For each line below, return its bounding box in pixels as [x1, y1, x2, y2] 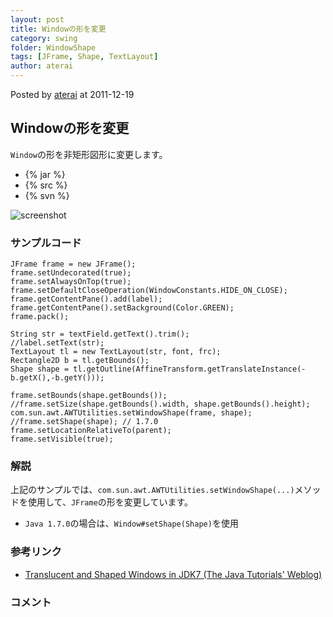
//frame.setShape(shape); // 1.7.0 [10, 417, 159, 427]
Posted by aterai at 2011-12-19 [10, 89, 135, 100]
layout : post [10, 14, 65, 25]
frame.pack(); [10, 312, 70, 322]
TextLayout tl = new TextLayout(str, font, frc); [10, 347, 222, 357]
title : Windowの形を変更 [10, 24, 107, 34]
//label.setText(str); [10, 338, 105, 348]
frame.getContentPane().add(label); [10, 294, 163, 305]
